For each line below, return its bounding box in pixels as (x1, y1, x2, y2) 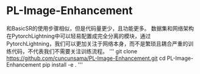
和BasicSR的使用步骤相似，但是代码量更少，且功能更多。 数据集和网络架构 (6, 24, 194, 32)
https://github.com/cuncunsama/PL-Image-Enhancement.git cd (6, 54, 166, 62)
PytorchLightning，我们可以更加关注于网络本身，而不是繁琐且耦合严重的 (6, 40, 188, 47)
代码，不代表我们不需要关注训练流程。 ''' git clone (11, 47, 138, 55)
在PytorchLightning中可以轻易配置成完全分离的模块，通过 (6, 32, 151, 40)
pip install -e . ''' (42, 61, 84, 68)
